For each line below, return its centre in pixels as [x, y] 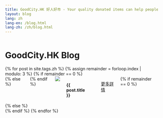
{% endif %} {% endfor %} [32, 111]
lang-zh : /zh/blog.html [29, 27]
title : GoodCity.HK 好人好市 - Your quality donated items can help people [82, 9]
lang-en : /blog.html [26, 23]
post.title [76, 90]
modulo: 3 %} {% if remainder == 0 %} [44, 74]
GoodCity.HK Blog [42, 55]
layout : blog [18, 14]
